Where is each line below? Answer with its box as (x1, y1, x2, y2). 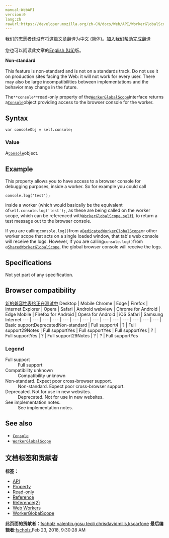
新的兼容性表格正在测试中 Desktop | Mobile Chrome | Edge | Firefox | (5, 300, 148, 306)
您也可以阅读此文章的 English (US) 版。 (5, 47, 84, 53)
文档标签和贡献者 (5, 454, 58, 463)
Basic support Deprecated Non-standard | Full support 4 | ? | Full (5, 322, 136, 328)
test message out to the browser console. (5, 218, 92, 224)
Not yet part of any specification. (5, 272, 74, 278)
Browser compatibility (5, 286, 76, 295)
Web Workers (12, 505, 41, 511)
